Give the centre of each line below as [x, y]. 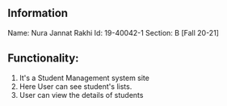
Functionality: [43, 59]
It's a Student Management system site [84, 78]
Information [38, 13]
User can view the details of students [81, 95]
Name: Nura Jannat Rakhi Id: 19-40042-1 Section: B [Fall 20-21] [113, 32]
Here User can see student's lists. [76, 86]
